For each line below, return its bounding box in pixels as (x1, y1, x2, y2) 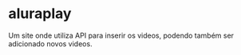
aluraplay (8, 5, 72, 23)
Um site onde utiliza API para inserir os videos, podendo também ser (8, 31, 234, 40)
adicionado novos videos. (8, 38, 93, 48)
